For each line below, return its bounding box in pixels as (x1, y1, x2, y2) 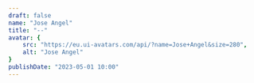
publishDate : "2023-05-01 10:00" (8, 63, 119, 71)
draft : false (8, 11, 52, 20)
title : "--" (8, 26, 48, 34)
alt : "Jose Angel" (22, 48, 84, 56)
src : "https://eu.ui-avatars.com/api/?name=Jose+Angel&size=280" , (22, 41, 248, 49)
